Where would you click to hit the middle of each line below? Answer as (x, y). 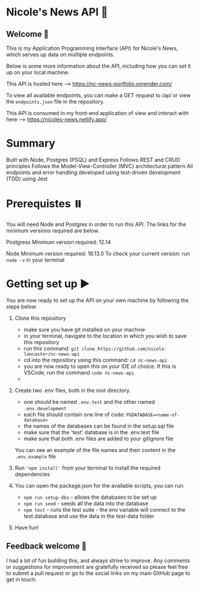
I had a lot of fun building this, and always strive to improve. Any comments (98, 561)
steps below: (22, 306)
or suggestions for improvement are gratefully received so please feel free (97, 566)
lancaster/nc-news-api (52, 354)
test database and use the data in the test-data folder (89, 516)
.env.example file (35, 456)
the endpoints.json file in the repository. (56, 101)
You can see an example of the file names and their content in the (95, 450)
